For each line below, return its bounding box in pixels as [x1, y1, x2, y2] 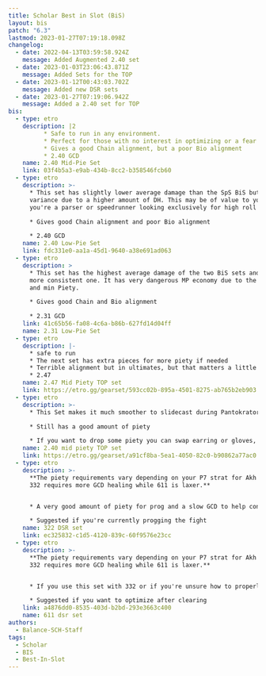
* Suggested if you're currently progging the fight [28, 517, 207, 524]
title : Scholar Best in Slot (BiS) [8, 11, 126, 20]
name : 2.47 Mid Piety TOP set [22, 378, 123, 387]
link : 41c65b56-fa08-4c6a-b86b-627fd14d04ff [22, 320, 172, 328]
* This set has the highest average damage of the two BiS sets [28, 269, 246, 277]
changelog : [8, 41, 44, 49]
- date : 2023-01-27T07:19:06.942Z [15, 93, 129, 101]
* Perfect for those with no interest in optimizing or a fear [43, 136, 257, 145]
